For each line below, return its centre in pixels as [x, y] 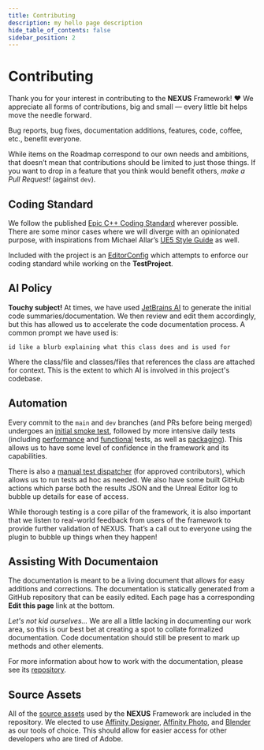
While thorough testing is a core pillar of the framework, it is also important [130, 512]
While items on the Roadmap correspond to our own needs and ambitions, [129, 154]
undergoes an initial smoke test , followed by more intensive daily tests [122, 430]
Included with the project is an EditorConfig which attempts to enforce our [128, 255]
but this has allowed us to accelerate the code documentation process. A [127, 324]
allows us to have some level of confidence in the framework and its [119, 448]
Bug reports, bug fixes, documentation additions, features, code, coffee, [125, 130]
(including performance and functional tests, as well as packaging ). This [125, 439]
